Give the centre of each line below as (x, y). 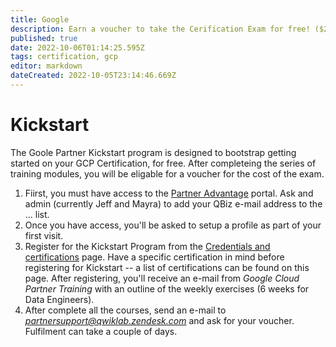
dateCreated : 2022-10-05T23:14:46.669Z (93, 76)
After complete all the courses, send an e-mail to (125, 310)
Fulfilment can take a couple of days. (101, 331)
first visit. (44, 235)
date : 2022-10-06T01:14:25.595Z (77, 47)
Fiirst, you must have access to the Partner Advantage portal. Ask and (169, 193)
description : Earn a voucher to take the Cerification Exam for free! (160, 29)
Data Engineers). (59, 299)
